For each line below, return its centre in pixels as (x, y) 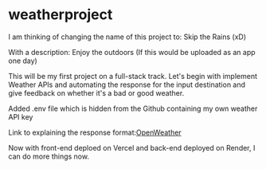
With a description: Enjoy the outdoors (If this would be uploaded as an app (132, 52)
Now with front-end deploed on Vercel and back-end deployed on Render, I (132, 147)
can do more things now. (49, 156)
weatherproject (61, 15)
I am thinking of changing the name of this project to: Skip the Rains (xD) (127, 37)
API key (21, 116)
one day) (23, 61)
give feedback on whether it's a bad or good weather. (96, 92)
